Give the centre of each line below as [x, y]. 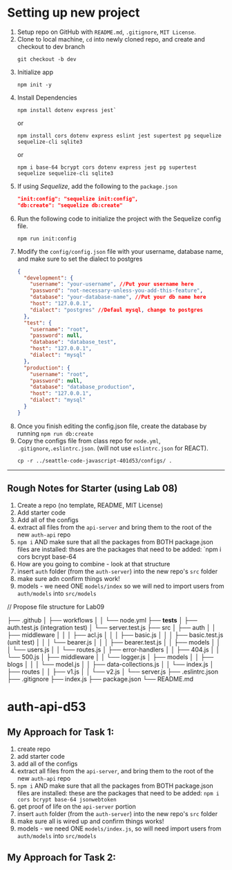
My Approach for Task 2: [61, 858]
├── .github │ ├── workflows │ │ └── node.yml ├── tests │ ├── [103, 620]
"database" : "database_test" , [73, 342]
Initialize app [35, 72]
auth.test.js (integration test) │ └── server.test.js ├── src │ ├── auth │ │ [112, 627]
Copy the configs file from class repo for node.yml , [89, 441]
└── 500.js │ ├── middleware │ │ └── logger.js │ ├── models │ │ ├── [110, 657]
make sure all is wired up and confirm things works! [90, 821]
